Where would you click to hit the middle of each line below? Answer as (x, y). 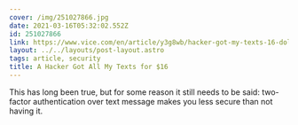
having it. (26, 111)
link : (19, 42)
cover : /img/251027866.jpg (59, 17)
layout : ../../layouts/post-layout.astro (87, 51)
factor (20, 101)
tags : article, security (55, 59)
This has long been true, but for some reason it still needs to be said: (134, 92)
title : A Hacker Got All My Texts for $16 (89, 67)
